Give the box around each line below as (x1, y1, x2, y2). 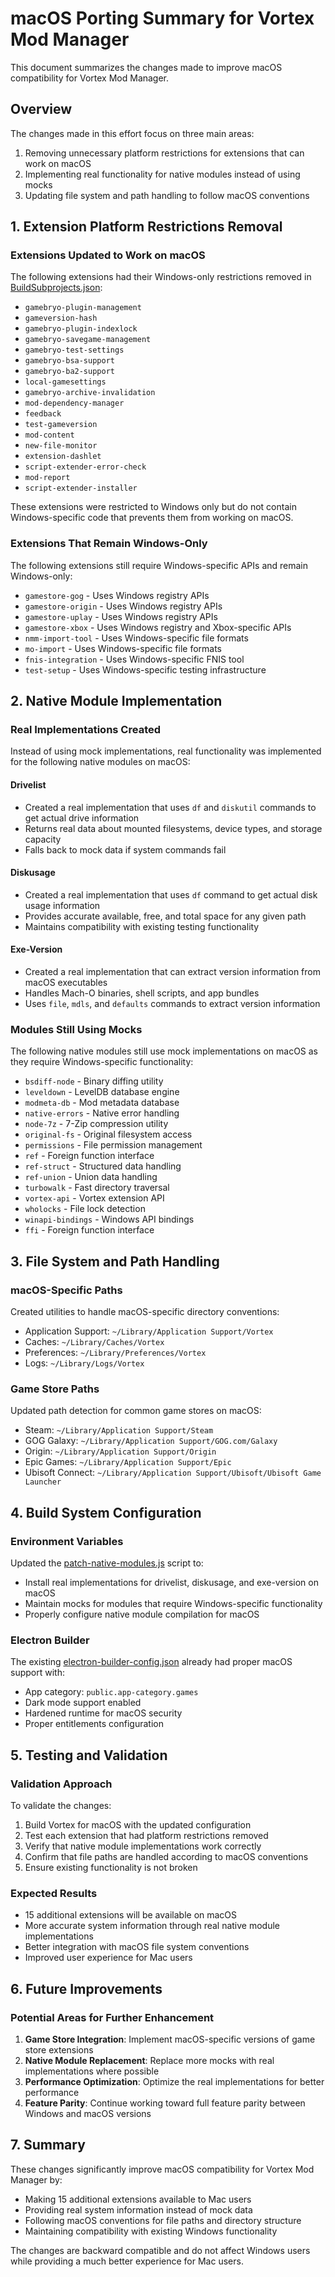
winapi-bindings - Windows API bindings (24, 1213, 195, 1226)
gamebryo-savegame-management (24, 335, 152, 345)
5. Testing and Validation (10, 1747, 168, 1764)
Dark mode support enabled (24, 1697, 142, 1709)
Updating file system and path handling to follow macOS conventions (24, 189, 310, 201)
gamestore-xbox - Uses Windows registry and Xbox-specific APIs (24, 621, 292, 633)
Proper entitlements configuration (24, 1718, 164, 1730)
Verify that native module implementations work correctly (24, 1840, 262, 1852)
